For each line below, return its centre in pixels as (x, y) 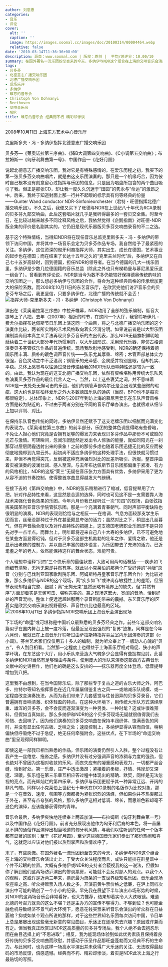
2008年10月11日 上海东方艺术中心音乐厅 (46, 132)
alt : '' (18, 33)
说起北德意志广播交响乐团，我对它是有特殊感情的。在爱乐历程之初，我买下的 (84, 170)
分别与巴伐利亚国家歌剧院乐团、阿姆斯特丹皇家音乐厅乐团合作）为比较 (86, 574)
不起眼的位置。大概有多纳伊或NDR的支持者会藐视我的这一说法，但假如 (86, 865)
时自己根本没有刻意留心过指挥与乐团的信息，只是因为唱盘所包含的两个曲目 (82, 182)
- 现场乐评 (15, 84)
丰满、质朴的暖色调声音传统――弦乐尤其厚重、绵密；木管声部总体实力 (90, 354)
